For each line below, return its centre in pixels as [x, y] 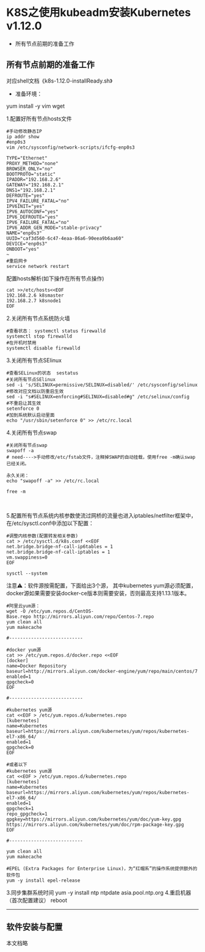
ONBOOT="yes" [23, 249]
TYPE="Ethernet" [27, 158]
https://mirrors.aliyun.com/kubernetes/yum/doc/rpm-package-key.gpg [95, 824]
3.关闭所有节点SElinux [34, 360]
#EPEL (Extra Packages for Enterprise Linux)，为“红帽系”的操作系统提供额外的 [102, 868]
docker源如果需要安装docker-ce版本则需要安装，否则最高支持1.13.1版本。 [98, 593]
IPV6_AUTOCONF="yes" [33, 212]
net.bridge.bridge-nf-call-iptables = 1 [59, 552]
